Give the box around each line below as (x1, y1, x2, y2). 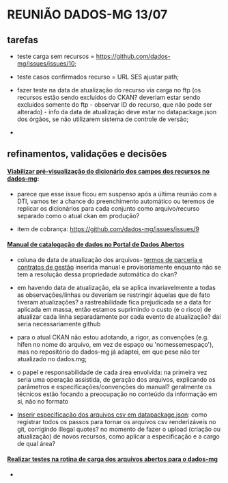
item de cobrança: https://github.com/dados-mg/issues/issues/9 (16, 224, 199, 233)
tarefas (7, 34, 39, 46)
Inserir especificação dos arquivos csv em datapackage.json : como (16, 410, 208, 419)
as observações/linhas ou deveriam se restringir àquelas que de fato (16, 291, 210, 299)
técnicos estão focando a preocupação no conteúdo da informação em (16, 390, 218, 398)
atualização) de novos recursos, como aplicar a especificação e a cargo (16, 432, 220, 441)
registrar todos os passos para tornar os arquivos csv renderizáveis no (16, 417, 216, 426)
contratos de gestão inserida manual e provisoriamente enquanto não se (16, 263, 222, 271)
